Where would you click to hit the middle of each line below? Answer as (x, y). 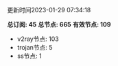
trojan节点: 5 (35, 47)
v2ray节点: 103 (38, 39)
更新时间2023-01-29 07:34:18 (49, 10)
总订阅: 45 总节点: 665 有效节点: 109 (59, 24)
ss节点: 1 (29, 56)
